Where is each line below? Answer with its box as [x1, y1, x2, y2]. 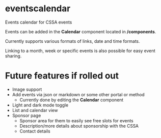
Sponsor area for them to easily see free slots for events [19, 117, 134, 123]
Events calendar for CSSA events [5, 19, 72, 25]
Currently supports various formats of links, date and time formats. [5, 38, 140, 44]
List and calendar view [12, 107, 58, 113]
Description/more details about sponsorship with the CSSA [19, 123, 139, 129]
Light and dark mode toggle [12, 102, 69, 108]
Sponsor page [12, 112, 41, 118]
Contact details [19, 128, 51, 134]
